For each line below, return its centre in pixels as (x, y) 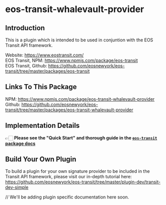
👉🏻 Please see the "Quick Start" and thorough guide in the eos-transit (81, 138)
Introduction (25, 28)
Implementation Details (43, 126)
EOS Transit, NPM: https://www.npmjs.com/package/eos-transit (72, 60)
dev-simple (17, 187)
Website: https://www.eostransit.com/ (45, 55)
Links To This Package (41, 87)
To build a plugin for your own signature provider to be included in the (77, 171)
